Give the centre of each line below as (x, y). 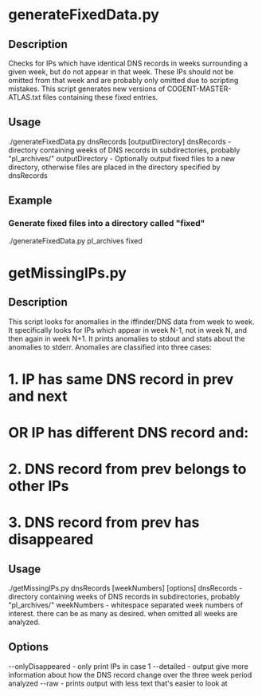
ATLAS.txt (25, 97)
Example (30, 201)
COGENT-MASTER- (199, 89)
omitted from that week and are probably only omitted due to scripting (123, 80)
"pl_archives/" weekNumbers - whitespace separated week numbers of (126, 605)
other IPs (39, 486)
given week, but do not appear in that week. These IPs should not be (121, 72)
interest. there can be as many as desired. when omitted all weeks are (123, 614)
